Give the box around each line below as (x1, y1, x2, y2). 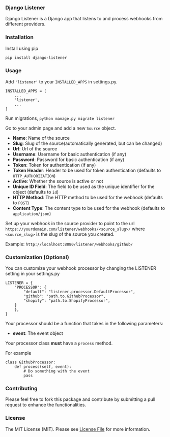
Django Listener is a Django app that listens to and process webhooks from (5, 16, 163, 22)
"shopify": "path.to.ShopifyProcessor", (23, 298, 110, 303)
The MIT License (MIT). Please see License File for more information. (5, 426, 150, 432)
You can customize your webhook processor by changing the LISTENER (5, 265, 156, 271)
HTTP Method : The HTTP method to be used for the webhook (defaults (12, 194, 163, 200)
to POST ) (12, 200, 30, 206)
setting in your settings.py (5, 271, 60, 277)
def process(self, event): (14, 364, 72, 369)
